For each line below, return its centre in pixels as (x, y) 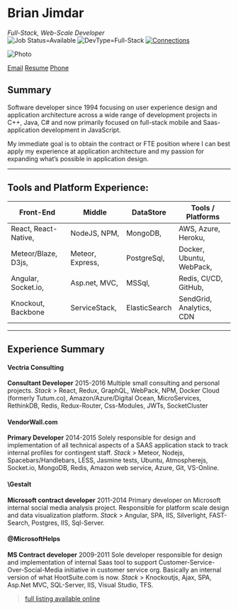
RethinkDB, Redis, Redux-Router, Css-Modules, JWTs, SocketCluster (108, 405)
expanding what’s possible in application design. (78, 158)
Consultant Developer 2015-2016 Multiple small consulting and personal (114, 383)
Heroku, (192, 237)
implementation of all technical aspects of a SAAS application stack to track (118, 445)
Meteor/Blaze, (34, 254)
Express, (85, 262)
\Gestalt (19, 484)
